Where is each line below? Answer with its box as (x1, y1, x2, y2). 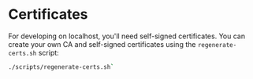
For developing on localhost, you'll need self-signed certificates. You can (8, 31, 246, 41)
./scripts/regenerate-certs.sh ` (8, 63, 114, 71)
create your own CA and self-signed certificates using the (8, 39, 196, 48)
